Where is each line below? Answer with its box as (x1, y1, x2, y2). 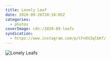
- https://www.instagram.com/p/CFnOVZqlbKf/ (10, 36, 106, 41)
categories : (5, 17, 31, 22)
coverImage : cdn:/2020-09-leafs (5, 26, 74, 32)
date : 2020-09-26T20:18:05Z (5, 12, 65, 17)
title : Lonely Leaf (5, 7, 47, 13)
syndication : (5, 31, 33, 36)
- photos (10, 21, 29, 27)
